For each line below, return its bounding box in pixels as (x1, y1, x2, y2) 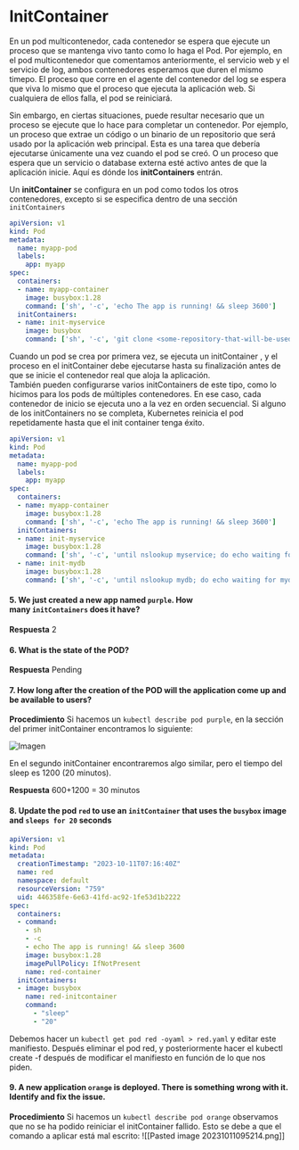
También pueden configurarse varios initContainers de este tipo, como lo (9, 379, 278, 390)
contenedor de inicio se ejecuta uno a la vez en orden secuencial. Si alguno (9, 399, 287, 410)
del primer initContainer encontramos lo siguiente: (9, 724, 193, 734)
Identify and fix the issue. (9, 1091, 106, 1103)
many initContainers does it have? (9, 604, 141, 615)
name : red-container (25, 967, 101, 976)
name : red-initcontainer (25, 992, 117, 1001)
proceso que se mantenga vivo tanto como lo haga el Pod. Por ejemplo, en (9, 45, 283, 55)
